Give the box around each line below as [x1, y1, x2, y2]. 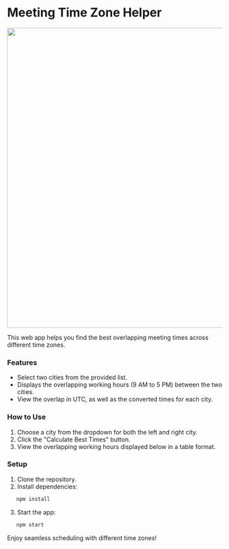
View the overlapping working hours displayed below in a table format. [16, 442, 216, 450]
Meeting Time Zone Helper [7, 5, 162, 21]
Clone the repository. [16, 475, 77, 483]
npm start [16, 521, 44, 528]
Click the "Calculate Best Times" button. [16, 435, 131, 443]
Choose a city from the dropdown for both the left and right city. [16, 428, 198, 436]
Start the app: [16, 508, 56, 516]
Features [7, 358, 38, 367]
